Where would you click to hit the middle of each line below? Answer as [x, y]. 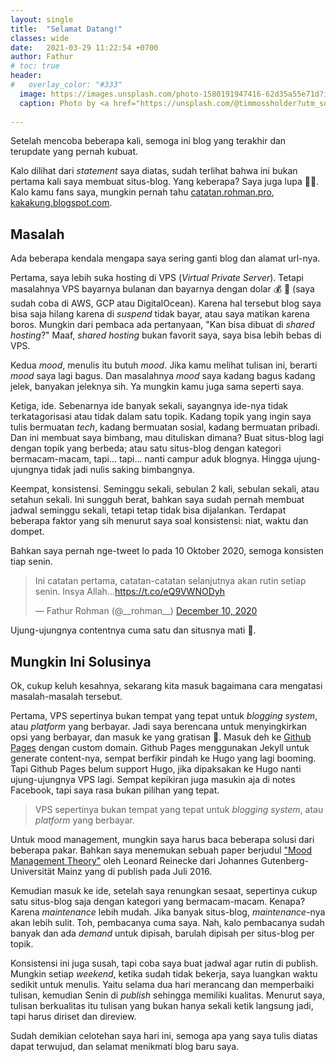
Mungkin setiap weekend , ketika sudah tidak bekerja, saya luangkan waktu [164, 974]
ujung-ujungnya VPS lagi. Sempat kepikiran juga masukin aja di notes [153, 779]
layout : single [42, 19]
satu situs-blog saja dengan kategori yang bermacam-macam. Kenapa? [158, 901]
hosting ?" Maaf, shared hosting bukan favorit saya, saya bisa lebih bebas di [166, 335]
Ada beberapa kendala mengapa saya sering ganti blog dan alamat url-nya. [165, 258]
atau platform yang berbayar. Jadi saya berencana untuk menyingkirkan [159, 726]
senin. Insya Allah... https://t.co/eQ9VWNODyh [129, 592]
